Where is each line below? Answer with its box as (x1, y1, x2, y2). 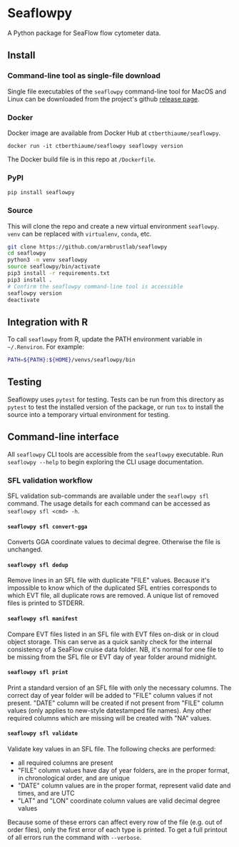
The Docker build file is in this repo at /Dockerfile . (7, 155, 156, 164)
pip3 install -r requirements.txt (7, 270, 111, 277)
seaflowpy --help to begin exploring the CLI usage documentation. (7, 457, 204, 466)
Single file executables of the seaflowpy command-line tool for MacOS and (7, 87, 227, 96)
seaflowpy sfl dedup (7, 561, 69, 568)
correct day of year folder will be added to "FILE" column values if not (7, 691, 213, 699)
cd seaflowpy (7, 250, 46, 257)
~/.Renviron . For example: (7, 343, 84, 351)
